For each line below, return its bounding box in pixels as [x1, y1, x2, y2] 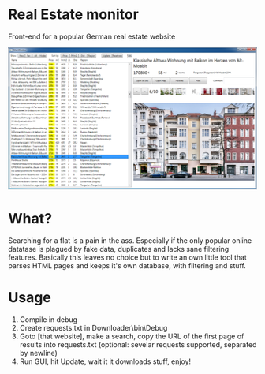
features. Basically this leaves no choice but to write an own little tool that [8, 252, 247, 262]
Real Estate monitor [8, 6, 140, 24]
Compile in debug [19, 314, 77, 324]
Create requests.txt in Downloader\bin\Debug [19, 323, 168, 332]
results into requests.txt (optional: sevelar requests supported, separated [19, 339, 257, 349]
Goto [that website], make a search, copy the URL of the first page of [19, 331, 244, 341]
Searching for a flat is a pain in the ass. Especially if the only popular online [8, 235, 252, 245]
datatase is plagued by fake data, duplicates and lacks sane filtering [8, 244, 230, 253]
